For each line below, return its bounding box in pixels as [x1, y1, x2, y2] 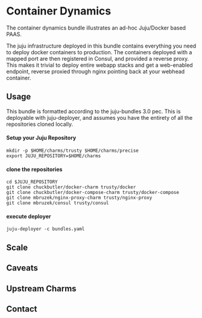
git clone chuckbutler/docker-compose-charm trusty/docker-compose [6, 190, 180, 196]
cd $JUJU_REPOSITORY [6, 179, 58, 185]
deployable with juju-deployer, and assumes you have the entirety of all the [6, 114, 193, 121]
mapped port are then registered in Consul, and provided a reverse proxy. [6, 55, 189, 62]
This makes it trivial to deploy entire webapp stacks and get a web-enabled [6, 61, 193, 69]
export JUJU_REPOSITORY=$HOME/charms [6, 152, 101, 159]
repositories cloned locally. [6, 120, 74, 128]
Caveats [6, 263, 38, 273]
